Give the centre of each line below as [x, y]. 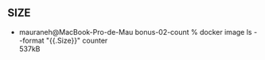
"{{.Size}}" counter [77, 40]
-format [31, 40]
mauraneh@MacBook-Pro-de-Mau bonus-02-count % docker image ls [135, 32]
